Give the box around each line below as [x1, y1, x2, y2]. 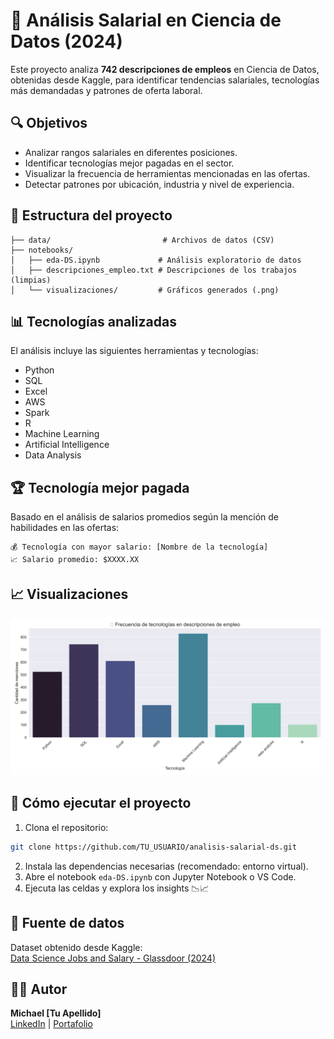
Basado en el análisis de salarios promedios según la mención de [10, 511, 279, 523]
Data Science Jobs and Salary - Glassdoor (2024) [10, 952, 217, 964]
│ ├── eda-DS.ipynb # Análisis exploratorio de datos [10, 255, 302, 265]
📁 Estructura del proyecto [10, 207, 173, 224]
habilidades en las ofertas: [10, 522, 120, 534]
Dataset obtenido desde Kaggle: [10, 941, 143, 953]
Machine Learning [24, 428, 100, 440]
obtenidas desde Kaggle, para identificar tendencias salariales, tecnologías [10, 74, 320, 86]
